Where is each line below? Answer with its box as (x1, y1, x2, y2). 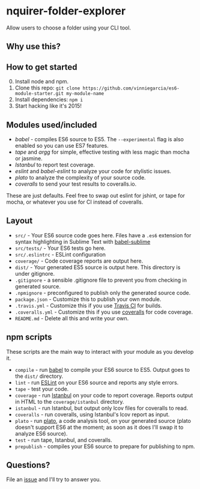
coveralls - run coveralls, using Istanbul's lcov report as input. (14, 410, 170, 418)
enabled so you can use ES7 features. (14, 142, 109, 149)
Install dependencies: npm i (14, 96, 83, 103)
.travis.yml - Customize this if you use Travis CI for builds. (14, 302, 162, 309)
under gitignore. (14, 270, 55, 277)
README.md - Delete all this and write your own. (14, 314, 129, 322)
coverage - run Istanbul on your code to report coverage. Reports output (14, 392, 193, 399)
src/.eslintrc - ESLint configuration (14, 251, 106, 258)
